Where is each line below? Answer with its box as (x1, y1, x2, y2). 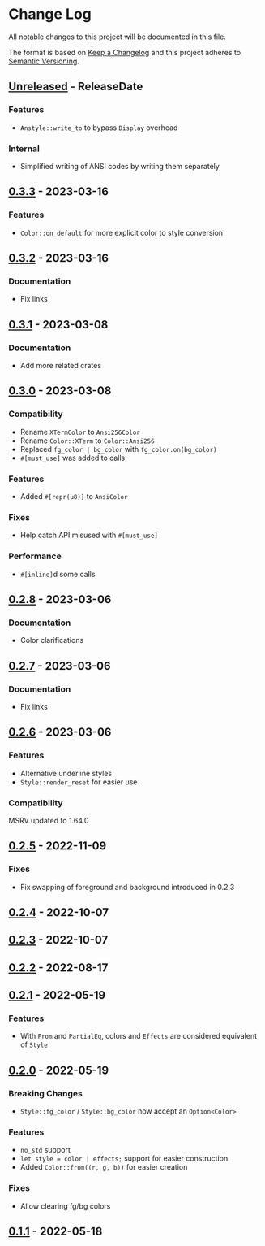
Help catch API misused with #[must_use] (19, 530, 158, 541)
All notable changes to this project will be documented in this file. (8, 32, 227, 41)
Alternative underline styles (19, 768, 112, 778)
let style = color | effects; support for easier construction (19, 1153, 229, 1163)
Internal (8, 143, 41, 154)
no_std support (19, 1145, 71, 1155)
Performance (8, 550, 62, 562)
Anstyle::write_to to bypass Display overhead (19, 123, 178, 132)
